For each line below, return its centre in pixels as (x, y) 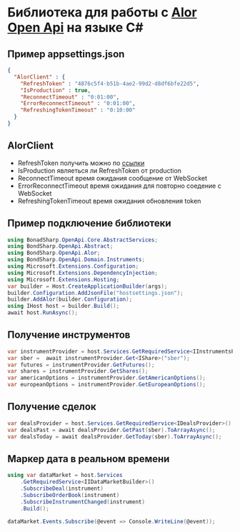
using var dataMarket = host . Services (65, 476)
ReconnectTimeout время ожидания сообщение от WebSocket (112, 178)
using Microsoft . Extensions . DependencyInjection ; (83, 273)
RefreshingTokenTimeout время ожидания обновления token (109, 201)
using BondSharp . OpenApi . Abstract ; (60, 246)
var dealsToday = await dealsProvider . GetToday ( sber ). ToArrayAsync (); (115, 436)
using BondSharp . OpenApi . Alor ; (54, 253)
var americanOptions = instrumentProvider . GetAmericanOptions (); (106, 378)
